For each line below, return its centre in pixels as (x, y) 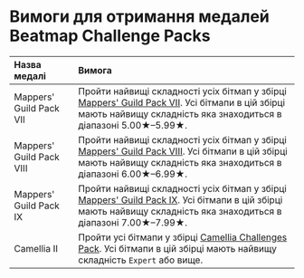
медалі (30, 76)
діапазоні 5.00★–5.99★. (133, 125)
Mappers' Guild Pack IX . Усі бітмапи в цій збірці (180, 199)
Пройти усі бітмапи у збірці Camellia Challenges (183, 237)
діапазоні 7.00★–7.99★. (133, 222)
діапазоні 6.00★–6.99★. (133, 174)
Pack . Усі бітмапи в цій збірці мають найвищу (178, 248)
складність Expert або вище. (141, 260)
